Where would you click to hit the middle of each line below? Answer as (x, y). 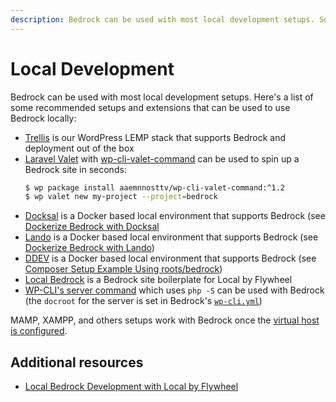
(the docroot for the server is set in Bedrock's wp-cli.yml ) (143, 301)
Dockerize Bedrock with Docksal (92, 227)
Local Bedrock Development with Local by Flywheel (131, 387)
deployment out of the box (79, 148)
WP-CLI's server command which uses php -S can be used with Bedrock (174, 290)
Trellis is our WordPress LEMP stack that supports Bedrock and (155, 137)
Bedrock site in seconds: (75, 169)
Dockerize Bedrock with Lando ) (89, 248)
